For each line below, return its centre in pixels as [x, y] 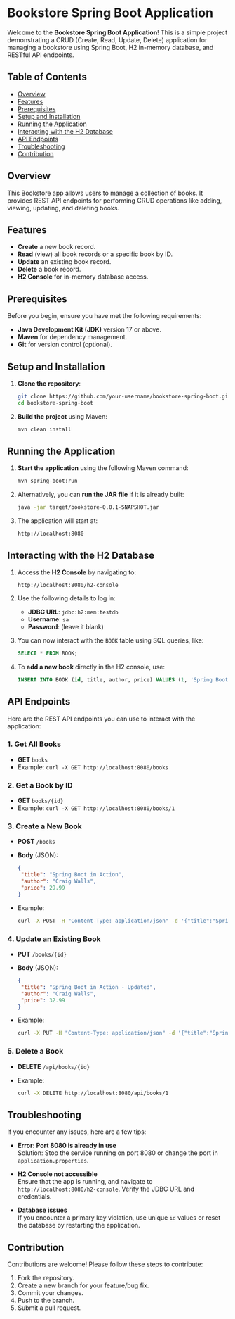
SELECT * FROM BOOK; [47, 653]
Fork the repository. [46, 1278]
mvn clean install [44, 429]
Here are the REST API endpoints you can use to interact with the [101, 719]
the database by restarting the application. [79, 1225]
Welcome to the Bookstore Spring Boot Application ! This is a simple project [117, 32]
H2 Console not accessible [58, 1174]
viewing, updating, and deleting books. [63, 208]
